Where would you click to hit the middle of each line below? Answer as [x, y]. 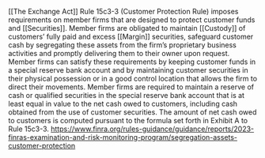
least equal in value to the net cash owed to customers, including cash [123, 103]
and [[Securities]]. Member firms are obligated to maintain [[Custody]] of [127, 28]
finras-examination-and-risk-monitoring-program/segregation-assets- [123, 137]
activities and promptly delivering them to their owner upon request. [119, 53]
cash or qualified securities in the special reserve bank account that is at [127, 95]
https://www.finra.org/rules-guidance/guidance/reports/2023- [153, 129]
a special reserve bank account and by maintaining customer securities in [128, 70]
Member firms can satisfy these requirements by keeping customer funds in [132, 62]
